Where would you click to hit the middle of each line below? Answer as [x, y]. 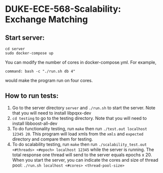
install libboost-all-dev [35, 123]
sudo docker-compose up [29, 53]
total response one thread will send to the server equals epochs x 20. [82, 155]
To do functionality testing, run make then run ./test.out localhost [80, 128]
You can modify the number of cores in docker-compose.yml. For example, [81, 62]
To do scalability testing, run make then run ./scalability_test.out [79, 144]
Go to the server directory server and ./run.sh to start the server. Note [84, 108]
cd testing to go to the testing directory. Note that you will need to [79, 118]
